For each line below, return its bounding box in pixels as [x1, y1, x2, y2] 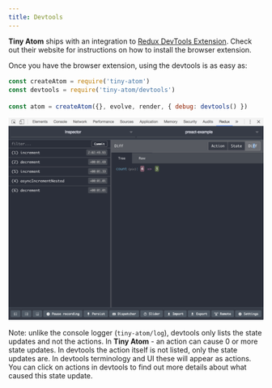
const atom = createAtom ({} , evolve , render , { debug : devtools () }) [8, 103, 249, 111]
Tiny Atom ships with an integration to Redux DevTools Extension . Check [8, 36, 253, 46]
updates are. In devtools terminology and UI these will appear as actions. [8, 354, 252, 364]
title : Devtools [8, 13, 63, 21]
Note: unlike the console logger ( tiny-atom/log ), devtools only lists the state [8, 328, 262, 338]
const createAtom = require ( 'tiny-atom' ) [8, 77, 151, 85]
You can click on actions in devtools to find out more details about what [8, 362, 247, 372]
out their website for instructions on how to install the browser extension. [8, 44, 253, 54]
